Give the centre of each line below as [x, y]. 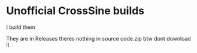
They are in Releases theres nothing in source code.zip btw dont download [99, 38]
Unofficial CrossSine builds [75, 11]
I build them [21, 27]
